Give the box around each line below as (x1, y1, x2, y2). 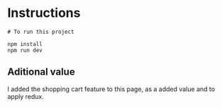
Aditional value (7, 66, 76, 78)
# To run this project (7, 28, 74, 35)
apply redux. (7, 92, 44, 100)
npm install (7, 40, 43, 47)
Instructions (7, 5, 81, 21)
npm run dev (7, 47, 43, 54)
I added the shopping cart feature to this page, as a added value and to (7, 85, 215, 93)
